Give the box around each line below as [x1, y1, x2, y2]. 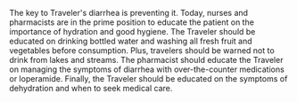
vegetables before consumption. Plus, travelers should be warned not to [9, 45, 275, 56]
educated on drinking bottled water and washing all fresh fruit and [9, 35, 252, 46]
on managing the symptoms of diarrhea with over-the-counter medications [9, 64, 285, 75]
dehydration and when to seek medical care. [9, 83, 173, 93]
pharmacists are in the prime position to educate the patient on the [9, 17, 254, 27]
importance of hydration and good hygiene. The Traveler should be [9, 27, 256, 36]
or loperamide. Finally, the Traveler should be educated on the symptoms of [9, 74, 288, 83]
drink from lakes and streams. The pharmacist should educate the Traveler [9, 55, 284, 65]
